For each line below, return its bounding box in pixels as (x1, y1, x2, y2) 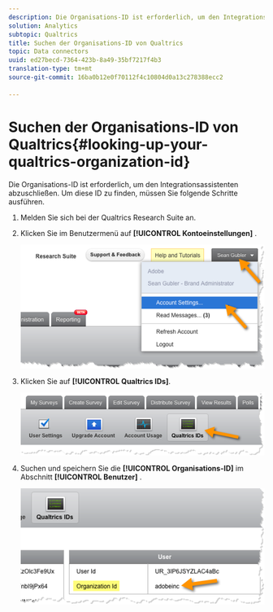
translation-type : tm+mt (8, 65, 93, 73)
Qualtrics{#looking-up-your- (8, 135, 209, 154)
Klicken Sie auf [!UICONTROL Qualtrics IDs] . (19, 377, 171, 387)
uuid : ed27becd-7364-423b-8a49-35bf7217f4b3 (8, 56, 162, 64)
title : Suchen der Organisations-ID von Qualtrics (8, 39, 184, 47)
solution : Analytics (8, 21, 79, 30)
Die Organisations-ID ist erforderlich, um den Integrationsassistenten (8, 179, 239, 189)
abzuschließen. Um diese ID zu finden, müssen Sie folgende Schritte (8, 188, 238, 198)
